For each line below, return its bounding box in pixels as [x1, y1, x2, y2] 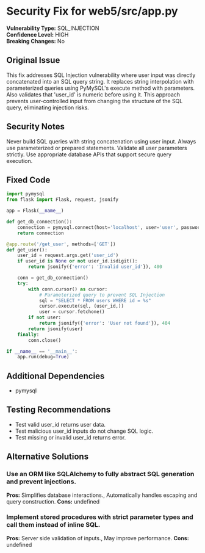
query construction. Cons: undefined [6, 497, 100, 505]
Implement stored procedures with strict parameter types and [6, 513, 193, 521]
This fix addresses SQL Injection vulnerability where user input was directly [6, 71, 196, 79]
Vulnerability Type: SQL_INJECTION [6, 24, 99, 32]
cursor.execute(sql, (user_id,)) [38, 303, 124, 309]
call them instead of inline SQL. [6, 521, 101, 529]
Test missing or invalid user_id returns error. [15, 433, 126, 441]
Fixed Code [6, 175, 51, 185]
